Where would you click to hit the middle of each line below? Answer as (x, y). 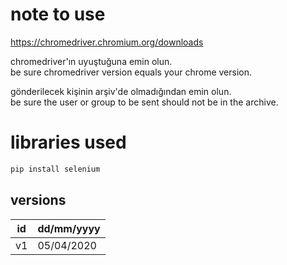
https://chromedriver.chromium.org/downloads (107, 42)
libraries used (68, 142)
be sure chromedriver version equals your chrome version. (131, 72)
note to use (58, 14)
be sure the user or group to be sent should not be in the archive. (144, 102)
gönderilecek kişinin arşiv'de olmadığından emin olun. (121, 91)
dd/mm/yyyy (69, 228)
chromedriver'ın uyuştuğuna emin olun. (91, 61)
